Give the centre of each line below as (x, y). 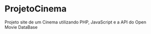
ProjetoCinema (36, 9)
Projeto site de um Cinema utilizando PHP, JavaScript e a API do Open (75, 22)
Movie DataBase (21, 27)
